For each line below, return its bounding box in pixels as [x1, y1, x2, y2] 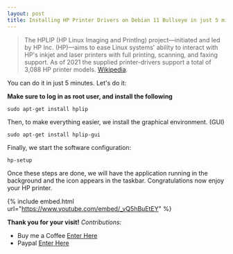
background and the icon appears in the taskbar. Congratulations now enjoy [7, 176, 224, 185]
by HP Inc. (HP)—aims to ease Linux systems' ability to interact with [24, 43, 218, 51]
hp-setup [7, 157, 33, 164]
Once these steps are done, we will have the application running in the [7, 169, 208, 177]
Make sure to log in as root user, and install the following [7, 92, 173, 101]
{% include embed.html [7, 197, 74, 205]
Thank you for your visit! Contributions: [7, 218, 122, 226]
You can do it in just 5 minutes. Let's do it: [7, 78, 127, 87]
